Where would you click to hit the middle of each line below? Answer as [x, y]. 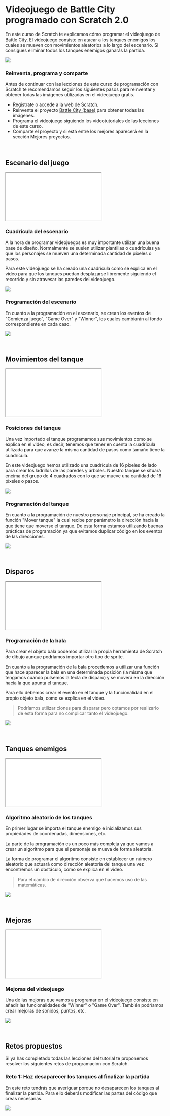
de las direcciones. [25, 537]
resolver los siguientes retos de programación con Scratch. [67, 1064]
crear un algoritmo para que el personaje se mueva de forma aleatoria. [79, 849]
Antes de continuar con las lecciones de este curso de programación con [82, 84]
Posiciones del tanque [33, 428]
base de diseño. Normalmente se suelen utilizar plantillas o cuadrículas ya [83, 248]
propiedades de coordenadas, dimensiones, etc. [56, 834]
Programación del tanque [37, 504]
